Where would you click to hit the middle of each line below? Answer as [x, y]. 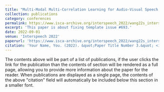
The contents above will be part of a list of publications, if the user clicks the [82, 59]
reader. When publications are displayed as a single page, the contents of [79, 75]
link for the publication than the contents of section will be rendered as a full [82, 64]
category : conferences [28, 18]
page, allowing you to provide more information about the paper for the [76, 69]
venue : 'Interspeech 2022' [32, 37]
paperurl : [15, 41]
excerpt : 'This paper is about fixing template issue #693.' [69, 28]
